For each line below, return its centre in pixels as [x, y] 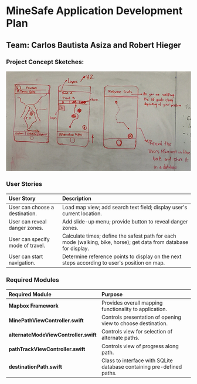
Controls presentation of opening [142, 317]
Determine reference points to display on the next [122, 256]
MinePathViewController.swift [46, 320]
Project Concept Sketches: [45, 62]
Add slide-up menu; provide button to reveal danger [125, 221]
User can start [26, 256]
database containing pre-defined [142, 366]
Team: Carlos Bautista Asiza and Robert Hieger [94, 45]
